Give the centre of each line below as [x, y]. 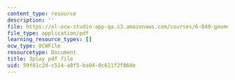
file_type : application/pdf [48, 33]
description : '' [31, 20]
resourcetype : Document [42, 53]
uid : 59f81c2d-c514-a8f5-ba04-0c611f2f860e [72, 65]
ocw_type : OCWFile [34, 46]
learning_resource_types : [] [50, 40]
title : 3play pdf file [40, 59]
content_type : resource [42, 14]
